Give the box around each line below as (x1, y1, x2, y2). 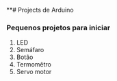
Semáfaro (16, 46, 44, 54)
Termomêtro (16, 60, 52, 69)
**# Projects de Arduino (6, 6, 74, 14)
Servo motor (16, 68, 52, 76)
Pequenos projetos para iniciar (6, 23, 111, 32)
